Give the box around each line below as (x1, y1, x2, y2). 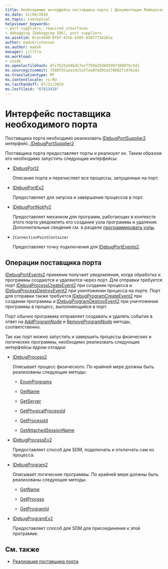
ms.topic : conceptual (5, 17, 50, 22)
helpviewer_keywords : (5, 21, 50, 27)
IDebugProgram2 (12, 462, 48, 468)
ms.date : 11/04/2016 (5, 12, 48, 17)
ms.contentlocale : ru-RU (5, 77, 57, 82)
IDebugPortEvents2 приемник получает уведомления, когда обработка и (5, 271, 161, 278)
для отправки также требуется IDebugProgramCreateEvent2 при (5, 293, 142, 299)
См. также (5, 545, 40, 553)
